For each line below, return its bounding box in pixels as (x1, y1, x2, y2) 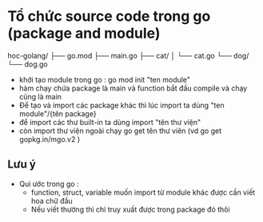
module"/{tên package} (18, 108, 97, 119)
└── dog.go (7, 59, 49, 69)
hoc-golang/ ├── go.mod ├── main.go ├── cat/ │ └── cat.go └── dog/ (7, 50, 249, 60)
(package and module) (7, 24, 161, 42)
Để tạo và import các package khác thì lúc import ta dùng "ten (18, 100, 225, 110)
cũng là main (18, 91, 62, 101)
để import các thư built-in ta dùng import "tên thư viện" (18, 117, 201, 127)
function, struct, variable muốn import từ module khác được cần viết (30, 188, 256, 197)
